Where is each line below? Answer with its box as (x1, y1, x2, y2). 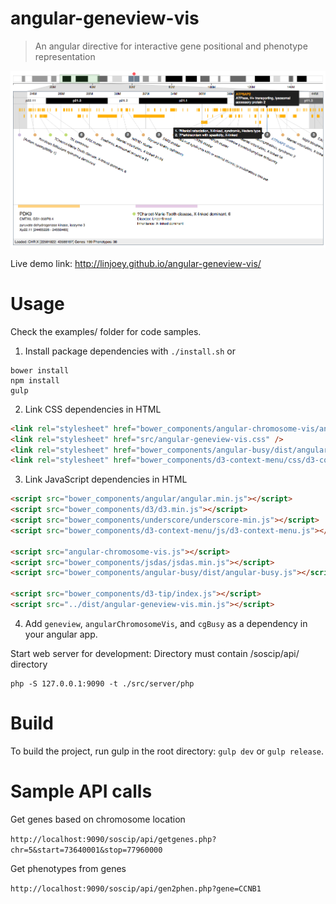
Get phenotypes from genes (10, 862, 127, 874)
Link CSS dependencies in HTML (24, 403, 162, 415)
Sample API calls (10, 780, 153, 803)
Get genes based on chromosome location (10, 813, 186, 825)
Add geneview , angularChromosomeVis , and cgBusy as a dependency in (24, 617, 308, 629)
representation (34, 50, 96, 62)
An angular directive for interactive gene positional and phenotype (34, 40, 308, 52)
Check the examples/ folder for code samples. (10, 325, 202, 337)
